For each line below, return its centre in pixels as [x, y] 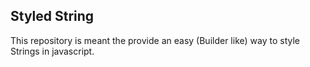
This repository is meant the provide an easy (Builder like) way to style [155, 40]
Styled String [52, 16]
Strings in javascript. [52, 51]
